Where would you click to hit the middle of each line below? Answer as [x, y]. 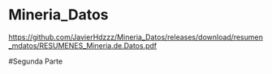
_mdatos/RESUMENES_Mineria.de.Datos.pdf [82, 45]
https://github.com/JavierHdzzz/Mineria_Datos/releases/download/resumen [136, 37]
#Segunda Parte [36, 61]
